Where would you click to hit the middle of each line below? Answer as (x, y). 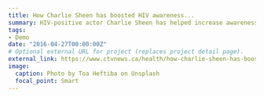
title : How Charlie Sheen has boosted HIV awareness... (101, 15)
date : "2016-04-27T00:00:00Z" (58, 45)
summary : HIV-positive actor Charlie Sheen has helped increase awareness (133, 23)
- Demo (19, 37)
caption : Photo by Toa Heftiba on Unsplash (87, 74)
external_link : (33, 59)
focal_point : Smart (47, 81)
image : (19, 66)
